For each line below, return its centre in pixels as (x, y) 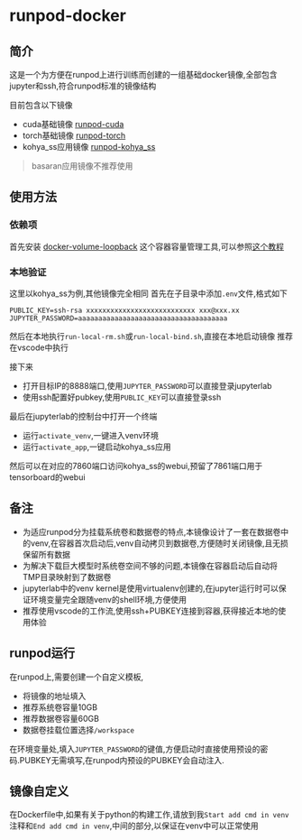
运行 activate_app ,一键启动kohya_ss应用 (96, 447)
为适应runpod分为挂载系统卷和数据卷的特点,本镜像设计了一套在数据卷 (151, 531)
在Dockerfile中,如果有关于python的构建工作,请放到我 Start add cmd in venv (149, 815)
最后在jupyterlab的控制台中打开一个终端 (83, 416)
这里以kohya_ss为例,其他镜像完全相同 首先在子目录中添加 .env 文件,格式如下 (149, 293)
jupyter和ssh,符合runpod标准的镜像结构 (83, 86)
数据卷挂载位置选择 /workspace (78, 729)
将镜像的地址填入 (54, 696)
